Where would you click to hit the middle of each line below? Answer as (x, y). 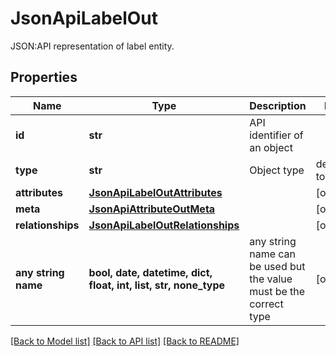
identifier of (276, 135)
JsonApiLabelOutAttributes (155, 192)
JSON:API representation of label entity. (92, 46)
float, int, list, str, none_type (157, 285)
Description (278, 105)
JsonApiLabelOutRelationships (164, 225)
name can (273, 254)
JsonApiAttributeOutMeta (152, 209)
